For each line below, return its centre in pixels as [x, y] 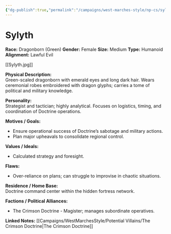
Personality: [19, 100]
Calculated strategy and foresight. [48, 156]
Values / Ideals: [22, 146]
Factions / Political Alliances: [36, 201]
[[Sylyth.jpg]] [19, 65]
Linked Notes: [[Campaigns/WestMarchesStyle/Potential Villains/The [78, 221]
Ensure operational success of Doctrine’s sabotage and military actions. [88, 131]
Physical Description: [28, 74]
